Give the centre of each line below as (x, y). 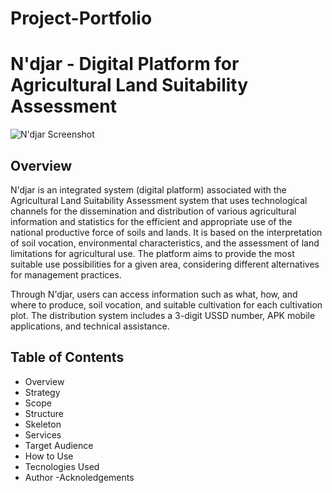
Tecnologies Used (62, 466)
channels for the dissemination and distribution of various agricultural (153, 211)
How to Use (49, 456)
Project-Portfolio (81, 18)
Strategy (42, 392)
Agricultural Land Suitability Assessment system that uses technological (159, 200)
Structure (44, 413)
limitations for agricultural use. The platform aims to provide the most (152, 253)
